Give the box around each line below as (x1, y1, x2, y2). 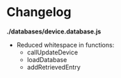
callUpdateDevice (26, 48, 78, 56)
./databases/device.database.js (6, 27, 102, 36)
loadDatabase (26, 55, 67, 63)
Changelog (6, 4, 72, 20)
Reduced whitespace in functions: (16, 40, 115, 49)
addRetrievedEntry (26, 63, 81, 71)
